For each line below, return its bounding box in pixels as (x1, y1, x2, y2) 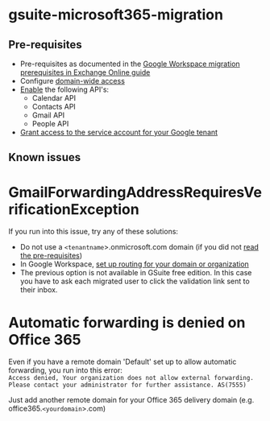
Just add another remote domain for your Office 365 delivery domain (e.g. (8, 395, 255, 405)
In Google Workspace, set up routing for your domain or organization (19, 259, 250, 269)
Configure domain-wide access (19, 76, 125, 85)
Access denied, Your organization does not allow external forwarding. (8, 374, 254, 382)
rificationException (8, 200, 139, 218)
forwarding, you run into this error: (8, 365, 123, 375)
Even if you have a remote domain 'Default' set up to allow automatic (8, 357, 237, 367)
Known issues (8, 151, 81, 164)
